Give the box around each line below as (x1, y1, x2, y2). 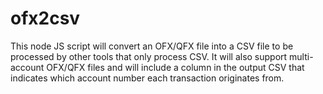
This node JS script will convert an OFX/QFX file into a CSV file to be (10, 40, 294, 52)
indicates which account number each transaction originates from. (10, 72, 285, 84)
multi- (289, 50, 314, 62)
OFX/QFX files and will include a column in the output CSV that (46, 61, 305, 73)
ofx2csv (10, 7, 81, 30)
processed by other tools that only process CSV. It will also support (10, 50, 288, 62)
